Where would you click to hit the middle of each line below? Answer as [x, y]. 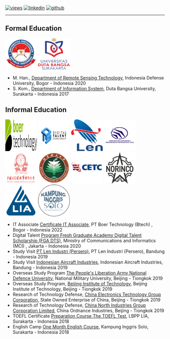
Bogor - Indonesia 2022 [37, 230]
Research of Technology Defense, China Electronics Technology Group [87, 294]
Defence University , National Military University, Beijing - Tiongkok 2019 [88, 278]
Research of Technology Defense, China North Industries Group [79, 305]
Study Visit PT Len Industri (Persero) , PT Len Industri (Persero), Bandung [89, 251]
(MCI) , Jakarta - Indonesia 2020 [47, 246]
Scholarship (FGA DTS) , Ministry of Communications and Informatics [84, 240]
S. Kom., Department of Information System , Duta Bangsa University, [84, 88]
